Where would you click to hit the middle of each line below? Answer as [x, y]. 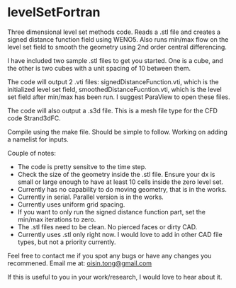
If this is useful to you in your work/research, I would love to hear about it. [115, 277]
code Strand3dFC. [34, 118]
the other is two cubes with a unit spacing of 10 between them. [99, 68]
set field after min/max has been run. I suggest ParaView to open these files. [119, 97]
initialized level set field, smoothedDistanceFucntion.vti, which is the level [114, 89]
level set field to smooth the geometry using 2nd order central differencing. [117, 47]
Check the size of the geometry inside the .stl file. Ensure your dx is [116, 174]
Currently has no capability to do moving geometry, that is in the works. [122, 189]
